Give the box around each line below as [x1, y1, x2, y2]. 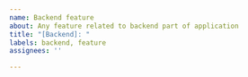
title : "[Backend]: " [9, 30, 91, 38]
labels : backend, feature [9, 38, 106, 47]
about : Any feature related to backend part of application [9, 21, 240, 30]
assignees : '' [9, 47, 63, 56]
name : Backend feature [9, 13, 94, 22]
